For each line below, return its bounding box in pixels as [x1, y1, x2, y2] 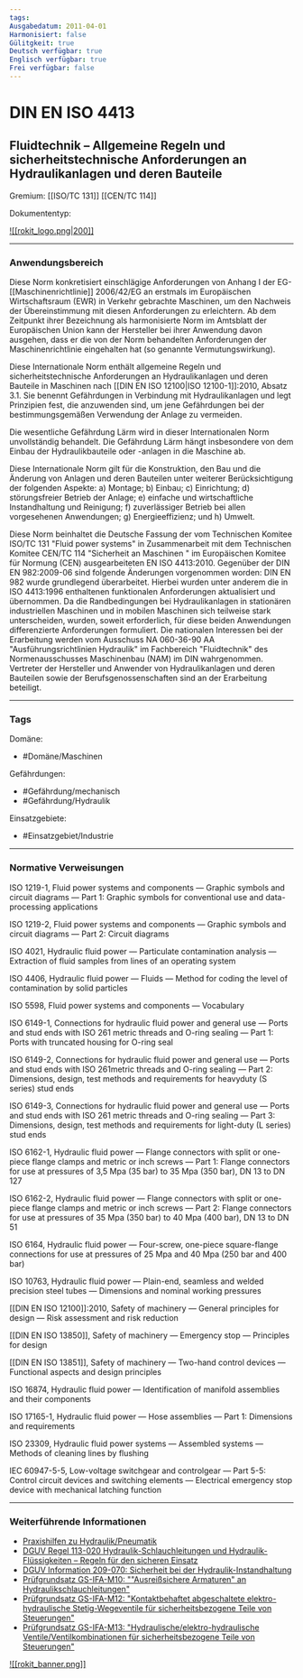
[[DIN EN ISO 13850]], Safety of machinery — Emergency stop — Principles [9, 1330, 290, 1341]
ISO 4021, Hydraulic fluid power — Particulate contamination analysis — [9, 945, 277, 956]
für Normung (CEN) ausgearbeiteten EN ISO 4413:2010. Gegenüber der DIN [9, 558, 290, 568]
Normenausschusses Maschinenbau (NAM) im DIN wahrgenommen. [9, 653, 263, 664]
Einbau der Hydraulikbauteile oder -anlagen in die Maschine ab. [9, 446, 246, 456]
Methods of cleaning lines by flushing [9, 1447, 149, 1458]
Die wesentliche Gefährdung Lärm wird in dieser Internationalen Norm [9, 427, 270, 438]
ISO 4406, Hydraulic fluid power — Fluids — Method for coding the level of [9, 973, 289, 983]
